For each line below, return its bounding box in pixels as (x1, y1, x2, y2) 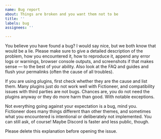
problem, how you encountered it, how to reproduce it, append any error (5, 53, 150, 59)
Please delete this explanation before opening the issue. (5, 128, 118, 134)
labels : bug (5, 20, 29, 26)
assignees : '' (5, 25, 34, 30)
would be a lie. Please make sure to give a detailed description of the (5, 48, 143, 54)
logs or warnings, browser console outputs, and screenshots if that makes (5, 59, 154, 64)
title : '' (5, 16, 25, 21)
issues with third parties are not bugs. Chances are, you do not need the (5, 89, 150, 95)
